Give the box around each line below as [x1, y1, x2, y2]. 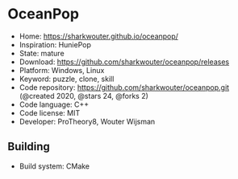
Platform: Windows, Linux [19, 65, 105, 75]
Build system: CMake [19, 161, 90, 171]
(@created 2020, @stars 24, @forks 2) [19, 91, 148, 100]
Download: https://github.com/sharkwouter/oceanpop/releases [19, 57, 230, 67]
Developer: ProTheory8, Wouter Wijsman [19, 116, 156, 126]
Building [7, 140, 50, 153]
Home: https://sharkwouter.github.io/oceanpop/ [19, 31, 179, 41]
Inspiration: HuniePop [19, 39, 92, 49]
